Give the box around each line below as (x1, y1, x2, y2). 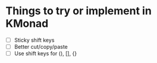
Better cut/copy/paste (14, 43, 68, 50)
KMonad (5, 17, 49, 30)
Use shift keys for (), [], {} (14, 50, 77, 57)
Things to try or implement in (5, 4, 152, 18)
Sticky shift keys (14, 36, 55, 43)
